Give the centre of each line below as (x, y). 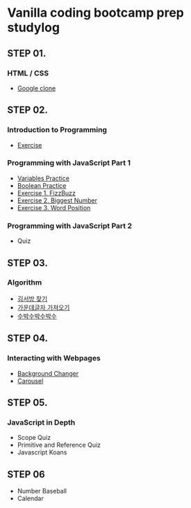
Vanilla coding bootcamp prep (95, 13)
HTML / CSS (28, 73)
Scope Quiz (34, 438)
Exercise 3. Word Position (54, 207)
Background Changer (48, 373)
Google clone (36, 88)
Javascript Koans (42, 452)
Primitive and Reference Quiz (59, 445)
